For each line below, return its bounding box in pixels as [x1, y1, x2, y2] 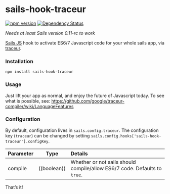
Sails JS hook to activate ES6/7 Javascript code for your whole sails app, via [5, 39, 164, 46]
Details [70, 150, 88, 157]
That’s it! [5, 184, 23, 190]
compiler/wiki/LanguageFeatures [5, 103, 74, 109]
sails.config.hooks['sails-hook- [91, 133, 161, 138]
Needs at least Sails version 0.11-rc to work [5, 30, 95, 36]
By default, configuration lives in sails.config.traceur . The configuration [5, 127, 159, 133]
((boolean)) [38, 165, 66, 172]
